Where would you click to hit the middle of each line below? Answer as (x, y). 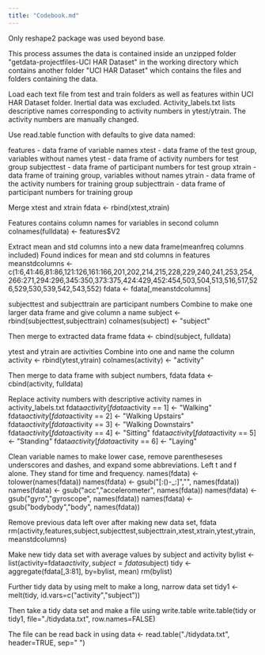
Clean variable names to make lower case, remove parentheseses (115, 456)
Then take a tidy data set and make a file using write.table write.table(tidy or (132, 610)
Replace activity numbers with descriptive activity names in (105, 399)
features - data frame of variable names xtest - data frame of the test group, (132, 150)
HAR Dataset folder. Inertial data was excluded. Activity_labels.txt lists (122, 102)
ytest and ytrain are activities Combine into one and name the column (121, 351)
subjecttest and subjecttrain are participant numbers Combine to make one (131, 304)
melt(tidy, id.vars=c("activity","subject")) (74, 595)
